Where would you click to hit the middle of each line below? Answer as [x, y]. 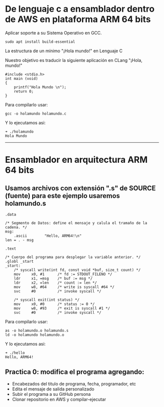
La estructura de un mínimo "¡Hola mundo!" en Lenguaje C [64, 51]
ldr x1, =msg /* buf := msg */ [53, 278]
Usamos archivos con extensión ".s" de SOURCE [81, 188]
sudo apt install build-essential [40, 42]
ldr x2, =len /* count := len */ [55, 283]
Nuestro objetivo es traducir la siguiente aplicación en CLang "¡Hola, [74, 60]
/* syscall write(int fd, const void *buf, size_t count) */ [77, 270]
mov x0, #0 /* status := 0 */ [54, 304]
